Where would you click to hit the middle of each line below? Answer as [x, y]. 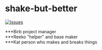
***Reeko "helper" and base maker [41, 37]
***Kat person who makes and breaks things [51, 42]
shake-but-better [41, 9]
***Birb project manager [31, 31]
